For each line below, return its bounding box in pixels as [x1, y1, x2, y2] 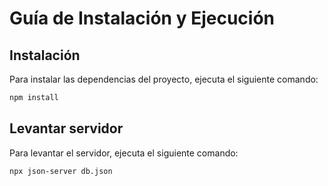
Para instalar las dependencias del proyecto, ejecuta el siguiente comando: [9, 73, 319, 85]
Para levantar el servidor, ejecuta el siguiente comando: [9, 147, 239, 159]
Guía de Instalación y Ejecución [9, 7, 275, 30]
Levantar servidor [9, 120, 124, 137]
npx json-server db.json [9, 166, 113, 176]
